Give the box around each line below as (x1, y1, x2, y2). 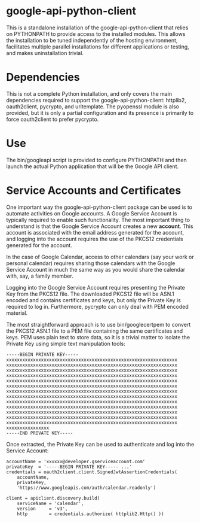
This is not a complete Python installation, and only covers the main (6, 90, 173, 97)
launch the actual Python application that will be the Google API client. (6, 163, 179, 170)
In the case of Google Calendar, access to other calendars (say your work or (6, 253, 194, 260)
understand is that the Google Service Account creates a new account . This (6, 223, 193, 230)
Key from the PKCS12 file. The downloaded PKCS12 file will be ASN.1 (6, 290, 174, 297)
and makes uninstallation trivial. (6, 49, 84, 56)
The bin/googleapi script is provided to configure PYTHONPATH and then (6, 156, 187, 163)
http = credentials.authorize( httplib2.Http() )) (17, 510, 164, 517)
